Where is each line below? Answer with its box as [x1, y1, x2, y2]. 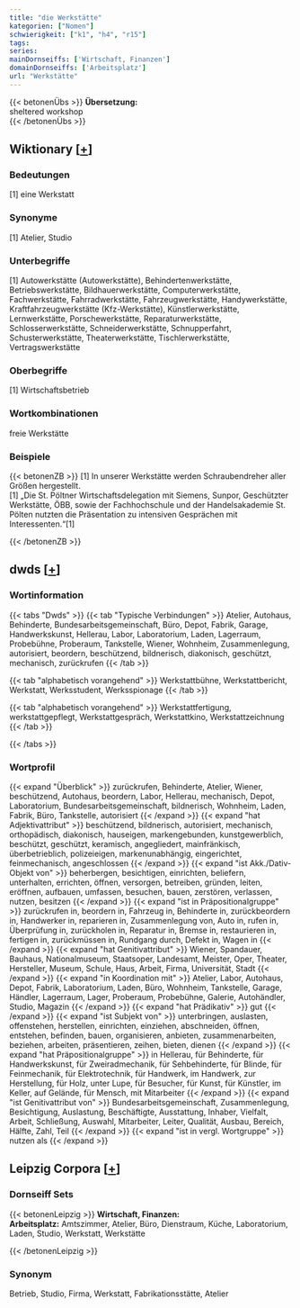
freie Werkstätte [9, 428, 69, 438]
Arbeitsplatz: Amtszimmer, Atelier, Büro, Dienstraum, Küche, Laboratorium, [9, 1218, 289, 1229]
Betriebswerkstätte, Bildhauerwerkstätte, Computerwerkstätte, [9, 284, 241, 295]
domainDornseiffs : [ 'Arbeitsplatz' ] [9, 64, 146, 73]
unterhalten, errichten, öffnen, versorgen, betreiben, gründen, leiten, [9, 877, 263, 888]
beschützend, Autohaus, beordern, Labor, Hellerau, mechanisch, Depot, [9, 790, 276, 801]
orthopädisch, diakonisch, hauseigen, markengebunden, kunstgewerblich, [9, 829, 284, 840]
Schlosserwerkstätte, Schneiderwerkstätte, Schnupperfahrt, [9, 323, 232, 334]
